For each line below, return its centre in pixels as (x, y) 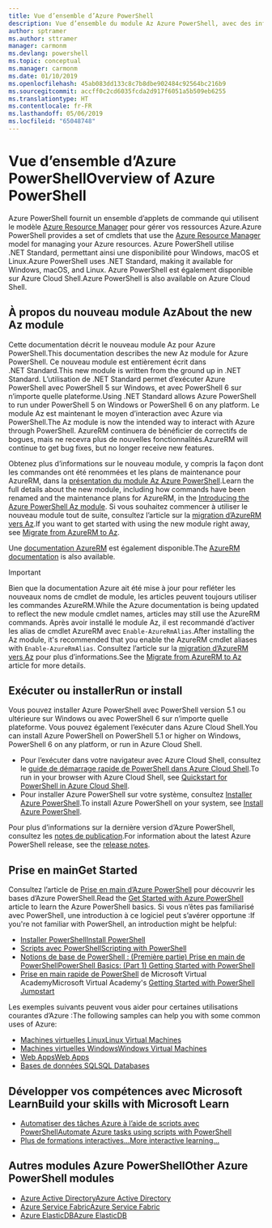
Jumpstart (37, 992)
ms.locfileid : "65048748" (52, 121)
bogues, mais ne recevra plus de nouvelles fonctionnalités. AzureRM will (128, 439)
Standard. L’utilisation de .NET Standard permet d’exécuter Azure (117, 379)
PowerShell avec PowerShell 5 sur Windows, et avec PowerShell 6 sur (125, 387)
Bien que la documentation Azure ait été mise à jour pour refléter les (122, 588)
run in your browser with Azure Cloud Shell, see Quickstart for (124, 777)
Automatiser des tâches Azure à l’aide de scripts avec (110, 1124)
